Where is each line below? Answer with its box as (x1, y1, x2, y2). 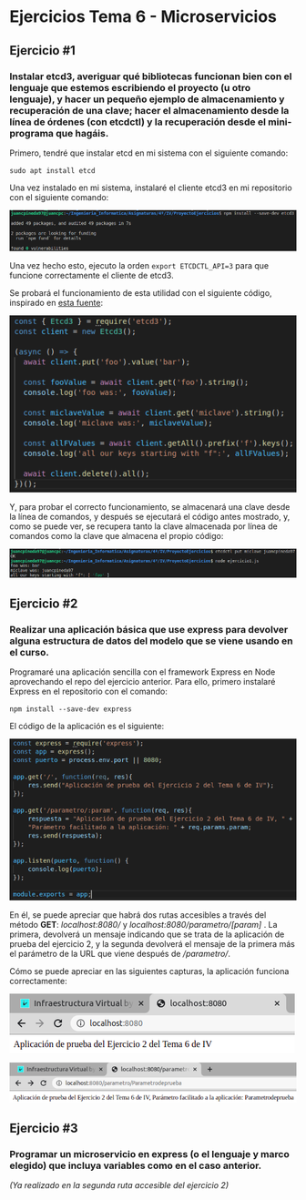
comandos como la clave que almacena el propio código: (9, 530, 224, 541)
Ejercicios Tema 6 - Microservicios (9, 6, 278, 27)
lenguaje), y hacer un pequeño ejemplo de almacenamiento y (9, 93, 285, 106)
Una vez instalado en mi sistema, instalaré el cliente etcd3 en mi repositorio (9, 182, 293, 193)
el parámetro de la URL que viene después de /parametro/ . (9, 949, 230, 960)
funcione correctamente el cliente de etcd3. (9, 269, 175, 280)
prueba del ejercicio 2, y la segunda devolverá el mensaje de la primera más (9, 939, 296, 950)
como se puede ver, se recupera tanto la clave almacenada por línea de (9, 521, 278, 532)
